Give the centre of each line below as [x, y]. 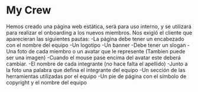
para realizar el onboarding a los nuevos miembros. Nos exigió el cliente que [99, 32]
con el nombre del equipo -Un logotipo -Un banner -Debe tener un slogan [96, 45]
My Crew [29, 10]
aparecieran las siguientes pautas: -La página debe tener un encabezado [95, 39]
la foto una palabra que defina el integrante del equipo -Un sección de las [96, 70]
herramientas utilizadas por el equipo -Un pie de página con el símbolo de [96, 76]
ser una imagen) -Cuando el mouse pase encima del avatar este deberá [94, 57]
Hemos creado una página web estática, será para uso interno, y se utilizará [99, 26]
